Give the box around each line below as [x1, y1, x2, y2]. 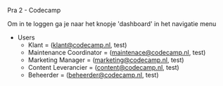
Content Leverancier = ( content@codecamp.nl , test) [27, 63, 179, 71]
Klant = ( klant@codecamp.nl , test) [27, 41, 127, 49]
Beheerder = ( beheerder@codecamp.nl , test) [27, 70, 160, 79]
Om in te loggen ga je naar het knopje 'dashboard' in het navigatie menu [7, 20, 217, 27]
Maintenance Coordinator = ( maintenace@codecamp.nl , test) [27, 49, 206, 56]
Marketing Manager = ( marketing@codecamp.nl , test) [27, 56, 184, 64]
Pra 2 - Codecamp [7, 6, 61, 14]
